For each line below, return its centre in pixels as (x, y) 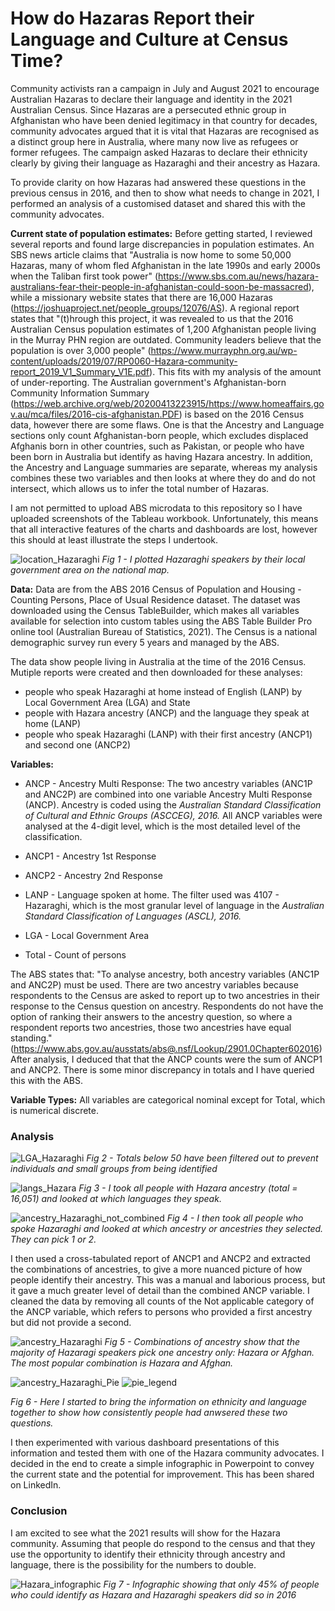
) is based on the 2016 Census (241, 414)
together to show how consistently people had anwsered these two (149, 1413)
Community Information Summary (80, 393)
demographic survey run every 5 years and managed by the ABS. (145, 642)
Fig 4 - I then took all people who (235, 1218)
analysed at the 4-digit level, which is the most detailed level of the (163, 826)
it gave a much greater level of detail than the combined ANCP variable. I (160, 1291)
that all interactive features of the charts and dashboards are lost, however (164, 529)
